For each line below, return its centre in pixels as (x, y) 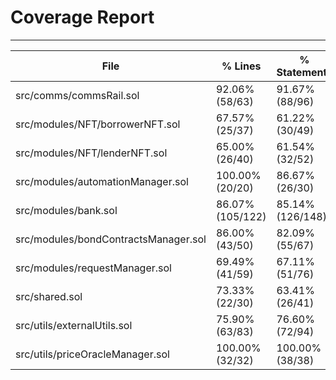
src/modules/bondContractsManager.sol (111, 239)
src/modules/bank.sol (66, 210)
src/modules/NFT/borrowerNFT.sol (98, 124)
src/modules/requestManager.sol (93, 268)
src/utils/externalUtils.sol (74, 325)
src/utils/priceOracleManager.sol (92, 354)
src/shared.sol (49, 296)
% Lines (241, 66)
